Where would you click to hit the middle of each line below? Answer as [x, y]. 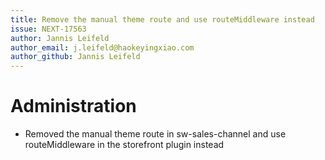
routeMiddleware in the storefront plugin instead [124, 145]
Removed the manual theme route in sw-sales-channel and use [155, 134]
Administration [73, 106]
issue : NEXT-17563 [48, 29]
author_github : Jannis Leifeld [75, 57]
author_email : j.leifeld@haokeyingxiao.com [102, 47]
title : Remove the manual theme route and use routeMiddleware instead [162, 19]
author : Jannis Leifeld [60, 38]
